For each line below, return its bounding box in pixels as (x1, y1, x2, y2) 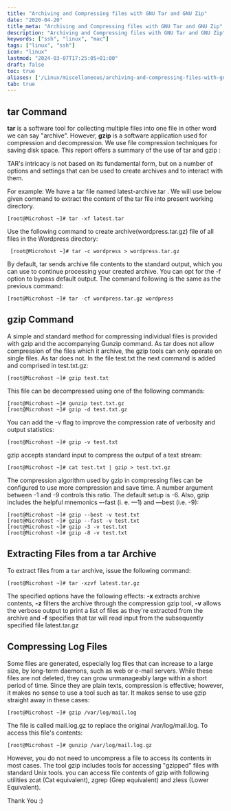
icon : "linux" (7, 49, 48, 56)
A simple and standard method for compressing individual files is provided (7, 332, 218, 340)
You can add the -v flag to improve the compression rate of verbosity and (7, 418, 215, 426)
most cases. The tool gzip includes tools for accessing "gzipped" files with (7, 761, 219, 769)
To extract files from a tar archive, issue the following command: (7, 566, 191, 574)
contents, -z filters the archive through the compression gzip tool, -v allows (7, 599, 221, 607)
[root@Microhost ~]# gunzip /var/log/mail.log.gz (7, 742, 153, 748)
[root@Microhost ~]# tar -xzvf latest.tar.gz (7, 579, 140, 587)
